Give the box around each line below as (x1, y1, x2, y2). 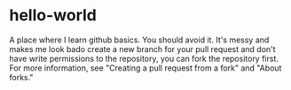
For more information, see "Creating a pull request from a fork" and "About (9, 63, 282, 73)
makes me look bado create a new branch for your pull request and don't (9, 43, 277, 54)
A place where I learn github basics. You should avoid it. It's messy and (9, 34, 270, 45)
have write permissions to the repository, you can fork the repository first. (9, 53, 279, 64)
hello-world (9, 5, 98, 26)
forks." (9, 71, 34, 82)
